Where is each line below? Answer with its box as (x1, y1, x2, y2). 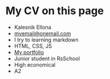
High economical (14, 61, 56, 68)
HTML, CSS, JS (14, 42, 52, 50)
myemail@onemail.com (14, 29, 72, 37)
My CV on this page (5, 4, 104, 18)
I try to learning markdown (14, 36, 79, 43)
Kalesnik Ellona (14, 24, 51, 31)
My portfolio (14, 48, 44, 55)
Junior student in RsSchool (14, 55, 80, 62)
